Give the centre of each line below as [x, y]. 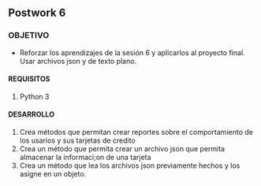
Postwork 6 [37, 13]
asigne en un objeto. [53, 174]
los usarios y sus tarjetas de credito [77, 140]
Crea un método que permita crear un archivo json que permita [122, 149]
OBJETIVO [29, 35]
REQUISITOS [29, 79]
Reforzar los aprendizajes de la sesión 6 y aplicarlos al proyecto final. [132, 52]
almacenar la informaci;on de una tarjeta [85, 158]
